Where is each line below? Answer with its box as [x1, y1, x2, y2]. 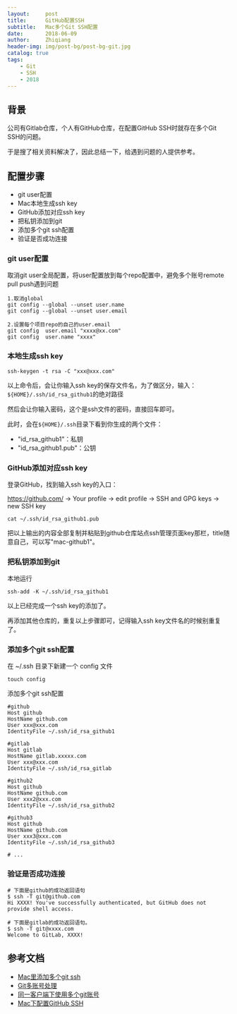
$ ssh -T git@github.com [7, 893, 80, 900]
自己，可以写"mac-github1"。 [13, 537, 99, 546]
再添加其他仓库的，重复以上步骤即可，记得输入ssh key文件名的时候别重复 [7, 616, 221, 625]
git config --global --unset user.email [7, 307, 128, 314]
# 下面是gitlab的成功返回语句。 [7, 919, 91, 926]
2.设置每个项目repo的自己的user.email [7, 322, 111, 329]
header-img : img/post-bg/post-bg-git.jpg [7, 43, 131, 50]
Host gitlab [7, 747, 42, 754]
